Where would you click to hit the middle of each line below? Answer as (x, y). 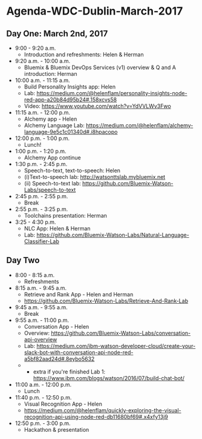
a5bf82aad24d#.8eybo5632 (59, 358)
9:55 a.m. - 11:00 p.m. (42, 320)
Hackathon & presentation (57, 429)
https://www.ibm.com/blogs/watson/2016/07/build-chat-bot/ (109, 378)
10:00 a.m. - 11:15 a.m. (43, 80)
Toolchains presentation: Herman (66, 216)
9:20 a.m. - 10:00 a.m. (43, 61)
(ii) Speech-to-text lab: (52, 183)
